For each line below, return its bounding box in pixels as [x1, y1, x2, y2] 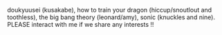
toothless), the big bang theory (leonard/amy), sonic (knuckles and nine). [7, 13, 216, 21]
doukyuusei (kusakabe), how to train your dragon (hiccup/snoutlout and [7, 6, 212, 14]
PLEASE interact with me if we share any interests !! [7, 21, 154, 28]
